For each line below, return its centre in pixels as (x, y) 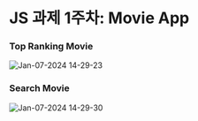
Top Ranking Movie (51, 47)
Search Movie (40, 88)
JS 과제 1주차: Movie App (99, 18)
